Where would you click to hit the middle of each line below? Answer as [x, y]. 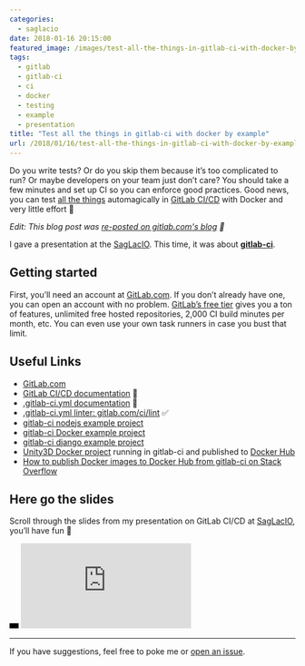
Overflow [39, 471]
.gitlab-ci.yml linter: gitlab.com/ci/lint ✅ [96, 412]
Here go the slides [62, 499]
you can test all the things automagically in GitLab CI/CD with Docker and [146, 199]
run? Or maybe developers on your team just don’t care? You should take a [149, 180]
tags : [20, 58]
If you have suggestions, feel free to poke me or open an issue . [128, 651]
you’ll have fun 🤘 [41, 531]
